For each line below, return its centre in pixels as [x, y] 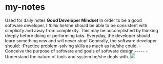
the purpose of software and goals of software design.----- [85, 51]
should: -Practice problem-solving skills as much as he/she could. [71, 46]
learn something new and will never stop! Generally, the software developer [81, 40]
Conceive [15, 51]
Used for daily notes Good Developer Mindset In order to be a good [73, 20]
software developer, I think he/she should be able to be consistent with [76, 25]
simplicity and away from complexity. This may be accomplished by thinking [82, 30]
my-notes [25, 7]
